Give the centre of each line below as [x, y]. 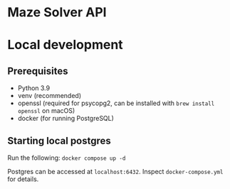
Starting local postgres [59, 140]
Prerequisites [38, 71]
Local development [65, 45]
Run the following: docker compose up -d [67, 158]
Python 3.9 [34, 88]
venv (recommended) [49, 96]
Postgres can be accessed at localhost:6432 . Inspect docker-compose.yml [115, 172]
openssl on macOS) [46, 111]
